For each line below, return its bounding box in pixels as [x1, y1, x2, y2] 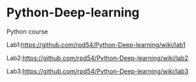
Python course [6, 27, 48, 36]
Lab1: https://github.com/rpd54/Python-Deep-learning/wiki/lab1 [6, 40, 186, 49]
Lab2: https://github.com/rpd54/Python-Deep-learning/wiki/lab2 [6, 53, 189, 62]
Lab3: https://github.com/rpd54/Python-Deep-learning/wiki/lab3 [6, 67, 189, 75]
